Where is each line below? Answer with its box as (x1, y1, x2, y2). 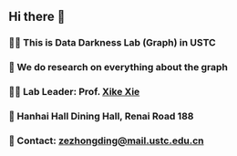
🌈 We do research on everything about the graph (8, 61, 229, 74)
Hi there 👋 (8, 9, 66, 25)
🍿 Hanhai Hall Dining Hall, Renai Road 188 (8, 110, 194, 123)
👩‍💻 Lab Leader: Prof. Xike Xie (8, 86, 140, 99)
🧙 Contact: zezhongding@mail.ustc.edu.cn (8, 134, 204, 147)
